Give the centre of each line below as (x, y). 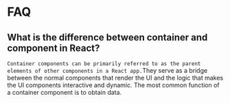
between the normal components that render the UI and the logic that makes (115, 78)
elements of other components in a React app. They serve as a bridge (107, 70)
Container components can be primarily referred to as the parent (104, 64)
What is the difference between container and (107, 37)
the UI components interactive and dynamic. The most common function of (113, 85)
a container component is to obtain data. (65, 92)
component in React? (54, 48)
